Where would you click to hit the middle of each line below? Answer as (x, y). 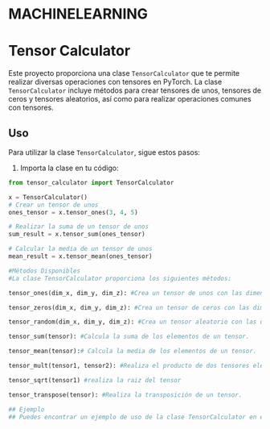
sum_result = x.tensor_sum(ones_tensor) (77, 235)
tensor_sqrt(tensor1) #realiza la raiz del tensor (95, 380)
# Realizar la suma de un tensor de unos (79, 227)
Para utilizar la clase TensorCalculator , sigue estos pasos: (104, 152)
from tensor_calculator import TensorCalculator (91, 182)
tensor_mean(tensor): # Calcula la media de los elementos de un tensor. (133, 352)
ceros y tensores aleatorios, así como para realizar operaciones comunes (130, 99)
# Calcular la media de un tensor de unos (80, 249)
